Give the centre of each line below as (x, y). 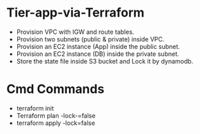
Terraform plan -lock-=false (56, 115)
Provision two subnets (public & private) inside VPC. (90, 39)
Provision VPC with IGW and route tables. (75, 32)
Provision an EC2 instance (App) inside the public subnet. (98, 46)
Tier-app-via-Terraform (76, 13)
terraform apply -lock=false (56, 123)
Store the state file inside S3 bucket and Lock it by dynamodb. (105, 61)
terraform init (35, 108)
